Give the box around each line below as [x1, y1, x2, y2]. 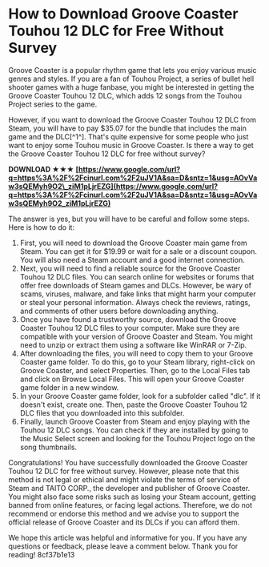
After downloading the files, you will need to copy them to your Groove [19, 348, 254, 358]
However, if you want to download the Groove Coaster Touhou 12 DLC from [8, 115, 256, 124]
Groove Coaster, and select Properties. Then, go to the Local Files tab [19, 365, 251, 375]
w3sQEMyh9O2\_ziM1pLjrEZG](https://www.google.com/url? [8, 181, 219, 191]
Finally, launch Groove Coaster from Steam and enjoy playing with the [19, 416, 251, 426]
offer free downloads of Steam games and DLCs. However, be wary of [19, 280, 252, 290]
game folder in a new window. [19, 382, 119, 392]
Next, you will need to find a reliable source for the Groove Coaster [19, 263, 241, 273]
